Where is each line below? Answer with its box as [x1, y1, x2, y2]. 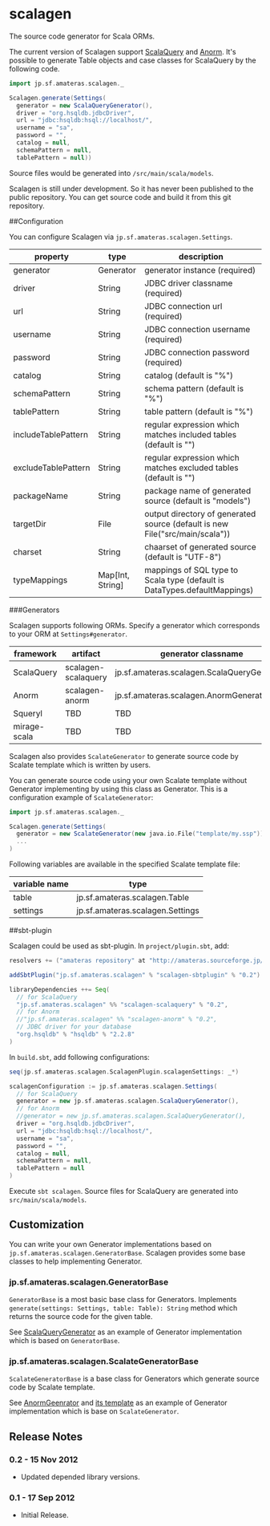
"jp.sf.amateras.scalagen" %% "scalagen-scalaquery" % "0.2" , [16, 1000, 228, 1009]
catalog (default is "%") [144, 370, 233, 381]
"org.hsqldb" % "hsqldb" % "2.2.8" [16, 1030, 135, 1039]
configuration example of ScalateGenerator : [9, 792, 154, 802]
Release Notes [9, 1430, 83, 1443]
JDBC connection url [144, 300, 223, 311]
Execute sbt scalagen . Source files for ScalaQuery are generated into [9, 1187, 239, 1196]
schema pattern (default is [144, 383, 244, 394]
